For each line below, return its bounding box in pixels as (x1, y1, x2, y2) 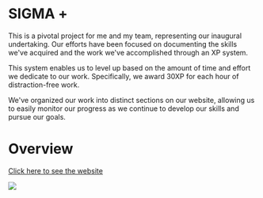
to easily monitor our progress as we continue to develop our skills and (8, 104, 239, 113)
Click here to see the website (8, 166, 103, 175)
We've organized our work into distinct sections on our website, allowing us (8, 95, 255, 105)
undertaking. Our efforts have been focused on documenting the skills (8, 39, 238, 48)
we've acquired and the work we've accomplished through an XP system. (8, 48, 248, 57)
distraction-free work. (8, 80, 80, 89)
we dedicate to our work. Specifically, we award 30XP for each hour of (8, 71, 239, 81)
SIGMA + (8, 5, 68, 23)
